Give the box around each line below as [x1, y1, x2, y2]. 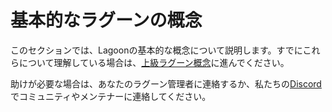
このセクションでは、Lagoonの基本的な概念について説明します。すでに [10, 44, 303, 56]
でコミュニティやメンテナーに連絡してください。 [10, 90, 212, 102]
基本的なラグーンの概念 [10, 9, 203, 32]
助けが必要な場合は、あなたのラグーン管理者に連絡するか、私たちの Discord [10, 77, 322, 90]
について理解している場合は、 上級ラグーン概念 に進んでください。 [18, 56, 290, 68]
